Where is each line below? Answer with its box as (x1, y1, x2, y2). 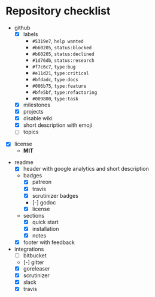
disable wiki (23, 115, 53, 122)
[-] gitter (23, 259, 44, 266)
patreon (32, 179, 52, 186)
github (14, 24, 31, 31)
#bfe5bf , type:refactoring (32, 88, 98, 96)
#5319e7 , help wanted (32, 37, 84, 44)
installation (32, 225, 59, 232)
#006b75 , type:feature (32, 82, 87, 89)
